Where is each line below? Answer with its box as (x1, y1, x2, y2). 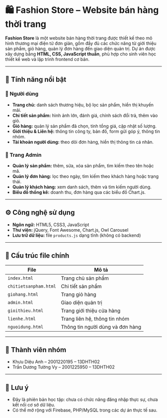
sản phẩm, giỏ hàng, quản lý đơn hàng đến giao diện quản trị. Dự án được (5, 45, 156, 51)
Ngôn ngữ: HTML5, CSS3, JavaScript (12, 221, 89, 228)
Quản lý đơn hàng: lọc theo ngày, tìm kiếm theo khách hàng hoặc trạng (12, 173, 159, 179)
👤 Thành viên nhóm (5, 346, 67, 354)
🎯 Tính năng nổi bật (5, 75, 67, 84)
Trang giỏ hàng (61, 291, 96, 298)
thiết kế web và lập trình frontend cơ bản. (5, 56, 89, 62)
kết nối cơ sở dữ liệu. (12, 402, 56, 408)
